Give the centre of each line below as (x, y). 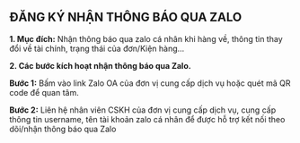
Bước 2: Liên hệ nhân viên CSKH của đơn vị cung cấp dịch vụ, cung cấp (143, 110)
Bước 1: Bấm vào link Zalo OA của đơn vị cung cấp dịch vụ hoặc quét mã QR (150, 83)
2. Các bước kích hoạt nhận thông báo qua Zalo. (100, 65)
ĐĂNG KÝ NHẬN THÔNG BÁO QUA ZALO (126, 17)
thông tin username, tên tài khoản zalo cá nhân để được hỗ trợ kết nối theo (147, 119)
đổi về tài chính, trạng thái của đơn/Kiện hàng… (97, 48)
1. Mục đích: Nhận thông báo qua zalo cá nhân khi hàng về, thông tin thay (146, 38)
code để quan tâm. (44, 92)
